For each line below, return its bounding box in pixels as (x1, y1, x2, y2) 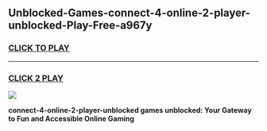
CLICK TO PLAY (8, 43, 70, 54)
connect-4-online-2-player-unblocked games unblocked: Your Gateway (8, 105, 252, 114)
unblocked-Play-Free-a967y (8, 19, 153, 33)
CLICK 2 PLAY (8, 72, 64, 83)
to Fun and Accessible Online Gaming (8, 114, 135, 123)
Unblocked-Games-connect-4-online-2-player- (8, 6, 251, 20)
